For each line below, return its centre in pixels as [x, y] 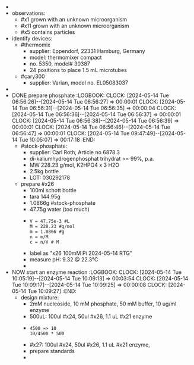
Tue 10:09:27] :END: [52, 291]
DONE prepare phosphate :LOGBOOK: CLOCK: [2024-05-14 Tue [90, 95]
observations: [28, 13]
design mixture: [40, 297]
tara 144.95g [45, 196]
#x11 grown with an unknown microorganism [75, 26]
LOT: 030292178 [50, 177]
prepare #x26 [37, 184]
